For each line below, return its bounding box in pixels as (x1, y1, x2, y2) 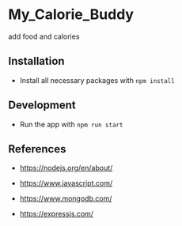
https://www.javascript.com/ (19, 179, 113, 188)
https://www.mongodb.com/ (19, 194, 112, 203)
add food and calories (8, 32, 80, 41)
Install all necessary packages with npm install (19, 75, 176, 85)
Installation (8, 55, 65, 68)
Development (8, 99, 77, 112)
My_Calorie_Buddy (8, 6, 135, 24)
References (8, 142, 66, 156)
